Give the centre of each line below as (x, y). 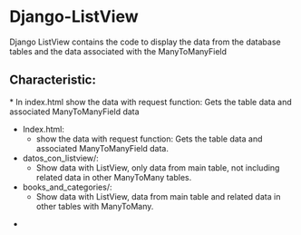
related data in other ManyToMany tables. (114, 177)
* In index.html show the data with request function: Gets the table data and (150, 102)
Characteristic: (53, 80)
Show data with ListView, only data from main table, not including (158, 167)
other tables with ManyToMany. (95, 206)
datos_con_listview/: (61, 158)
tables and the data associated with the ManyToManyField (118, 51)
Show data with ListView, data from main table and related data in (158, 196)
